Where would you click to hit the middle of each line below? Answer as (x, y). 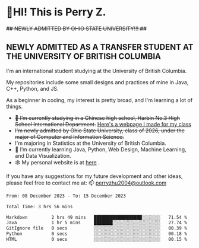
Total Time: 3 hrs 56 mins (40, 206)
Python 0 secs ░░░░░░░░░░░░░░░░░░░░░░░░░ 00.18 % (97, 234)
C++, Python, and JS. (32, 88)
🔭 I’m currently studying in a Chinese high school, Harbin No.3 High (97, 117)
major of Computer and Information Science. (70, 136)
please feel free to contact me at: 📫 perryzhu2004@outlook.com (86, 183)
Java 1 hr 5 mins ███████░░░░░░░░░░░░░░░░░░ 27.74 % (97, 223)
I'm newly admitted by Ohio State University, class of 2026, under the (100, 131)
